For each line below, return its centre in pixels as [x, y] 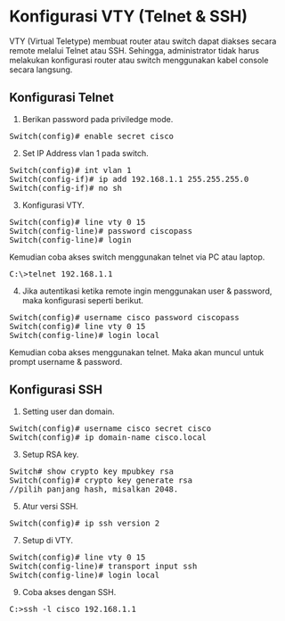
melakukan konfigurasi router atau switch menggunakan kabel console [139, 60]
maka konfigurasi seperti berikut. [83, 300]
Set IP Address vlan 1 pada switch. [85, 153]
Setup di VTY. [48, 540]
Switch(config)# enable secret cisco [92, 136]
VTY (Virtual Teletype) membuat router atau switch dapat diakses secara [143, 41]
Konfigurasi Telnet [61, 98]
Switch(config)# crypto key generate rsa [101, 480]
